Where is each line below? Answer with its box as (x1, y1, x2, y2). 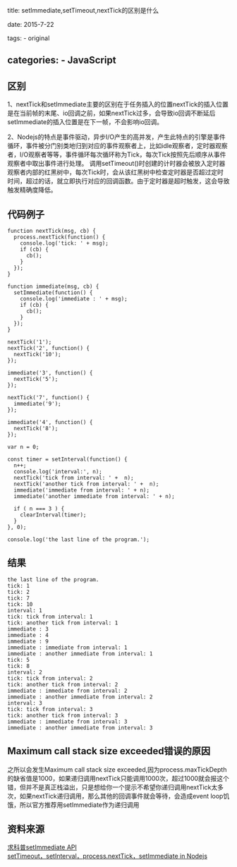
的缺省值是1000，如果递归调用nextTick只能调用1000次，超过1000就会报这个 (7, 774, 229, 782)
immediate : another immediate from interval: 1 (7, 650, 153, 657)
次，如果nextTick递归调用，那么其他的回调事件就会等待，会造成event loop (7, 792, 224, 800)
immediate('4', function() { (7, 419, 93, 426)
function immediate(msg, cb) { (7, 283, 99, 291)
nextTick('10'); (13, 351, 61, 358)
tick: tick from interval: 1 (7, 613, 93, 620)
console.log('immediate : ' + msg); (20, 296, 128, 303)
